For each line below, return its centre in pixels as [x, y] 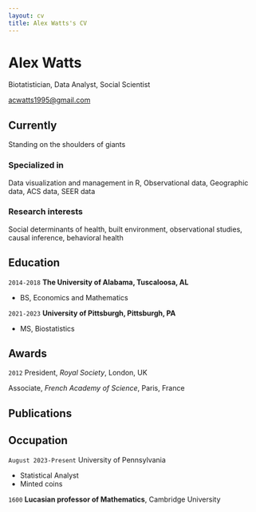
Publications [40, 413]
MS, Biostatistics [47, 328]
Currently [33, 125]
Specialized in [36, 165]
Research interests [46, 212]
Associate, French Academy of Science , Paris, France [96, 388]
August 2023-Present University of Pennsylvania [87, 459]
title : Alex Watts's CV [48, 23]
